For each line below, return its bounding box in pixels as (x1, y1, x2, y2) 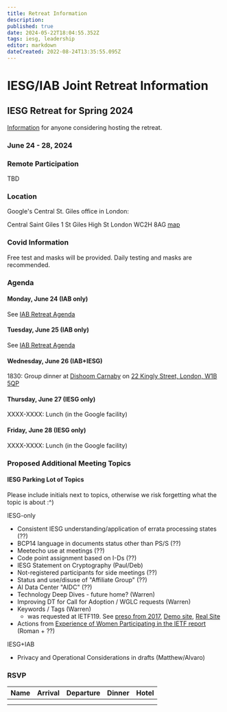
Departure (66, 688, 101, 698)
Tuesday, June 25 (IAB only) (7, 325, 89, 334)
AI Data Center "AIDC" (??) (16, 583, 93, 591)
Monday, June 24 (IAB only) (7, 295, 88, 303)
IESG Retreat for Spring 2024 (7, 105, 134, 117)
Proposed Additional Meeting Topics (7, 458, 132, 468)
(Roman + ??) (16, 626, 56, 635)
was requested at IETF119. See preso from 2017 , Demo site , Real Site (27, 612, 221, 620)
